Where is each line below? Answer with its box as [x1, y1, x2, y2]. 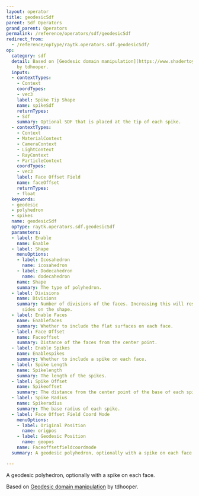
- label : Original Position [17, 422, 86, 428]
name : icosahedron [21, 262, 68, 269]
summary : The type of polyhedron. [17, 284, 102, 291]
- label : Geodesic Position [17, 434, 86, 440]
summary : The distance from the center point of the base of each [17, 389, 184, 395]
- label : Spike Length [11, 361, 68, 368]
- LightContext [17, 147, 54, 152]
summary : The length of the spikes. [17, 373, 108, 379]
